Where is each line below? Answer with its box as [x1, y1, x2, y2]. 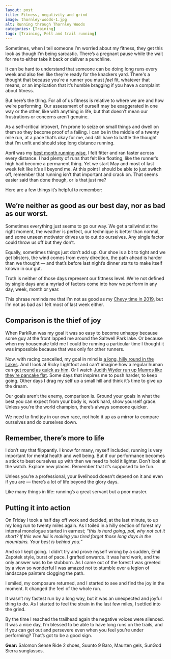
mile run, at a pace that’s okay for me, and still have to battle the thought [5, 135, 157, 140]
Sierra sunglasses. [5, 648, 44, 654]
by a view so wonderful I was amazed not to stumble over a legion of [5, 565, 150, 571]
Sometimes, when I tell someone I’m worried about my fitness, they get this [5, 45, 163, 51]
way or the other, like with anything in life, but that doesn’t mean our [5, 108, 148, 114]
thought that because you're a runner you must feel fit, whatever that [5, 77, 150, 83]
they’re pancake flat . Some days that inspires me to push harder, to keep [5, 372, 158, 378]
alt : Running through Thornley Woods [5, 21, 85, 27]
